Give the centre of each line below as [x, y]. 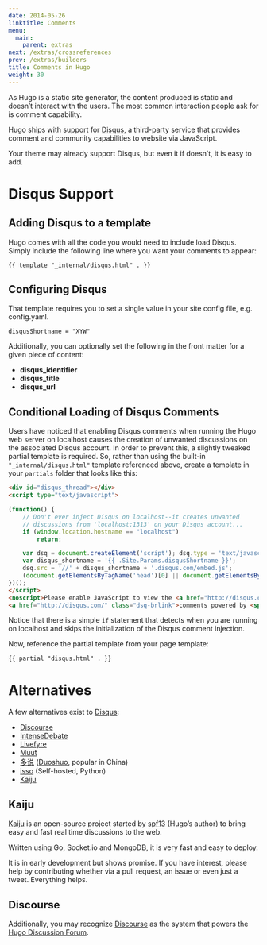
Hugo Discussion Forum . [48, 932]
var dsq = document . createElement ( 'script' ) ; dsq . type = [119, 553]
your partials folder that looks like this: [73, 473]
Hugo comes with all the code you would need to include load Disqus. [122, 242]
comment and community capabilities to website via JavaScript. [113, 138]
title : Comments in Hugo [49, 67]
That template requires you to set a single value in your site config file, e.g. [130, 309]
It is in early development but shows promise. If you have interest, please [128, 863]
